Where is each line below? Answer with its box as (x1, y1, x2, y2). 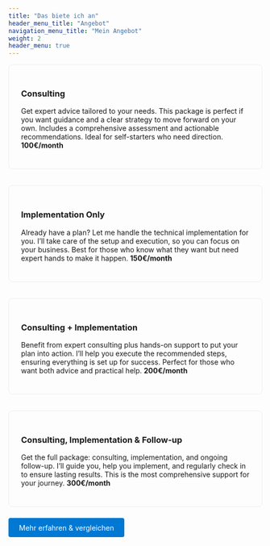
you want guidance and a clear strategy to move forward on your (21, 115, 237, 125)
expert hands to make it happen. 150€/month (21, 253, 172, 263)
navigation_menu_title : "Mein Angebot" (8, 27, 143, 35)
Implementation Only (21, 209, 106, 220)
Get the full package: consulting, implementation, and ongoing (21, 452, 228, 462)
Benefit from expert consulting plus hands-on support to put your (21, 340, 239, 350)
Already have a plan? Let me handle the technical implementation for (21, 227, 249, 237)
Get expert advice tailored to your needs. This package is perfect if (21, 106, 244, 116)
